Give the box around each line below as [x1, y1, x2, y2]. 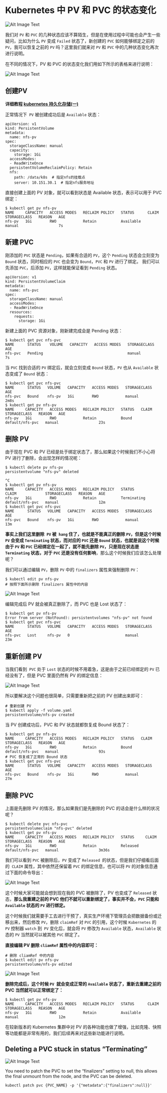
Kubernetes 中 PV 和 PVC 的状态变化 [5, 4, 157, 16]
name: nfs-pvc [9, 287, 39, 292]
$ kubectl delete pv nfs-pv [5, 465, 64, 470]
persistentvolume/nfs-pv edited [5, 962, 72, 967]
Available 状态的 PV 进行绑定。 [5, 902, 68, 908]
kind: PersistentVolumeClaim [5, 279, 66, 284]
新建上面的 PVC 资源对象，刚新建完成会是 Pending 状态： [5, 327, 123, 333]
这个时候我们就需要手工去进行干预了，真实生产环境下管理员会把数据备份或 [5, 913, 158, 919]
